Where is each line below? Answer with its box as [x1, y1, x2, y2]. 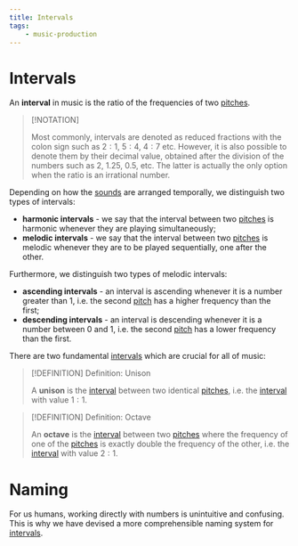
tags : [9, 21, 29, 30]
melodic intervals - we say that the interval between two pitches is [21, 232, 269, 243]
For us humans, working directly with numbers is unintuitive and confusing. [9, 509, 285, 519]
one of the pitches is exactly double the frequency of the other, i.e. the [30, 438, 290, 450]
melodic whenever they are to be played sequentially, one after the [21, 242, 267, 253]
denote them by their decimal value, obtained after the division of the [30, 151, 285, 161]
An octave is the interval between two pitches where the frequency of [30, 429, 288, 440]
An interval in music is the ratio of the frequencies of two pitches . [9, 97, 251, 108]
